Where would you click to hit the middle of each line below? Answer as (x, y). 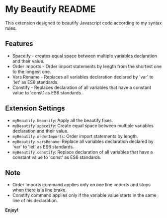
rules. (11, 28)
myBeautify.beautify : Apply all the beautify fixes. (63, 120)
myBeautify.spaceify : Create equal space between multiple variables (83, 126)
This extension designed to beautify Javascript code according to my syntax (83, 23)
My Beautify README (50, 9)
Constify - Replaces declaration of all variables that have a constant (82, 87)
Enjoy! (12, 210)
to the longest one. (32, 72)
